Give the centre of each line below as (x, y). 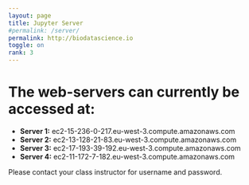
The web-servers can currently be (124, 92)
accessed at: (52, 109)
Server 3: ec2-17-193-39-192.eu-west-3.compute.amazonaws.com (130, 148)
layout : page (30, 16)
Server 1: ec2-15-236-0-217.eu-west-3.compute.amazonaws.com (127, 131)
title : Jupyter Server (46, 23)
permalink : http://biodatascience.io (71, 38)
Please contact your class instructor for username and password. (115, 171)
